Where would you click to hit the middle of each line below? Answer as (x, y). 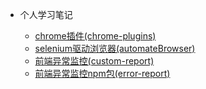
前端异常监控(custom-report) (94, 61)
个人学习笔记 (46, 14)
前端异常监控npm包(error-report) (102, 73)
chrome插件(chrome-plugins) (95, 36)
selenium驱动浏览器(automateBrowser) (115, 48)
